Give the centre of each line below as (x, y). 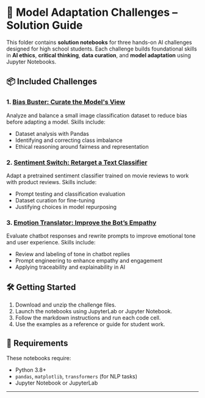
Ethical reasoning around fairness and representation (82, 146)
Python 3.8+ (31, 370)
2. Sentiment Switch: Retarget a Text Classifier (77, 162)
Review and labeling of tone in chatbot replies (72, 254)
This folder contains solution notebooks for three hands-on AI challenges (99, 42)
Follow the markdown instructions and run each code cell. (88, 318)
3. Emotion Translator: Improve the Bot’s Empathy (81, 222)
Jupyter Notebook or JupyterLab (56, 383)
